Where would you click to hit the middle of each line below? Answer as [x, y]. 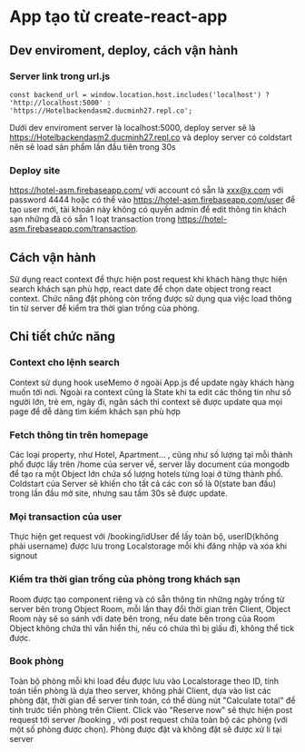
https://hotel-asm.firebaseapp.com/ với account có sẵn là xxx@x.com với [147, 190]
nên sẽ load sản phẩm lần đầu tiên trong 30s [93, 146]
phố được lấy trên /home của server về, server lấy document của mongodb [150, 464]
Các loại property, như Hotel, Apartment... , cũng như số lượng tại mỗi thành [151, 454]
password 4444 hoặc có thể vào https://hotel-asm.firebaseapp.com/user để [152, 200]
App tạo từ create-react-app [118, 17]
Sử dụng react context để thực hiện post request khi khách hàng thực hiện [148, 279]
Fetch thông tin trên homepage [79, 435]
